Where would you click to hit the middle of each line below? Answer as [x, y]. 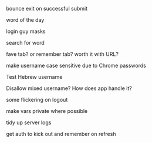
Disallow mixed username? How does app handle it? [69, 88]
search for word [26, 43]
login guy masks [26, 31]
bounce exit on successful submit [47, 9]
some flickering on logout [37, 100]
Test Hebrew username [34, 77]
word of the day [25, 20]
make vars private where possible [47, 111]
